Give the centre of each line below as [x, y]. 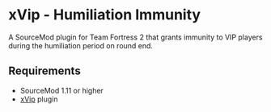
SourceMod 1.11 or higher [61, 90]
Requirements [44, 71]
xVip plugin [39, 99]
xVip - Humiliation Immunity [104, 15]
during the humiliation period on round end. [81, 45]
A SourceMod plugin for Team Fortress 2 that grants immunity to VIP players [135, 37]
